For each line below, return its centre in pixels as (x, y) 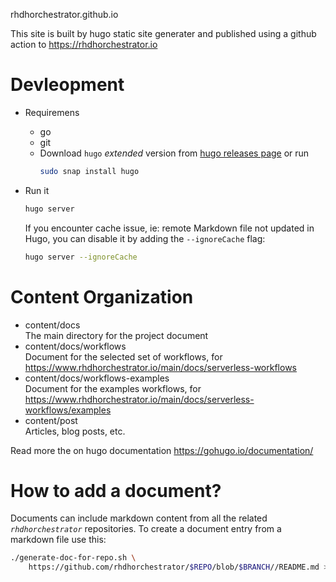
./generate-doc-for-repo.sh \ (73, 558)
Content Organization (102, 296)
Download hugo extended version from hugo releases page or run (174, 153)
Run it (37, 190)
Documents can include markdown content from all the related (139, 518)
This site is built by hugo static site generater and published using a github (163, 33)
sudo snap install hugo (89, 171)
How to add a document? (116, 490)
